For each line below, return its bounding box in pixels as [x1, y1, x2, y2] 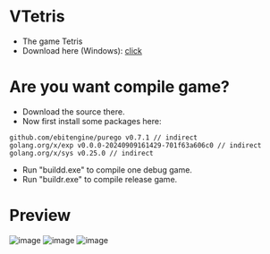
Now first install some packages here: [21, 115, 162, 126]
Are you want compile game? [9, 77, 231, 97]
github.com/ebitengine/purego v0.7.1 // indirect [9, 132, 198, 142]
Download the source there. [21, 106, 125, 117]
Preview [9, 206, 72, 225]
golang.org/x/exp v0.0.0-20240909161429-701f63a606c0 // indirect [9, 140, 262, 149]
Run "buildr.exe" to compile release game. [21, 174, 178, 184]
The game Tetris [21, 36, 83, 47]
